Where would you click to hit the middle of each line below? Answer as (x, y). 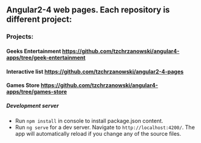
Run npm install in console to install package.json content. (89, 121)
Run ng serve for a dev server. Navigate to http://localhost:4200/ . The (105, 127)
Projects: (20, 37)
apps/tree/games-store (37, 92)
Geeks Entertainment (34, 51)
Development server (33, 105)
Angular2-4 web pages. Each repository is (88, 10)
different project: (39, 20)
